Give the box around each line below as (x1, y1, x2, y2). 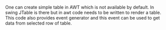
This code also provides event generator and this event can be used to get (5, 15, 160, 20)
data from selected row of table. (5, 20, 72, 26)
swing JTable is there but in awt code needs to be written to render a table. (5, 9, 161, 15)
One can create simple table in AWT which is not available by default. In (5, 4, 154, 10)
